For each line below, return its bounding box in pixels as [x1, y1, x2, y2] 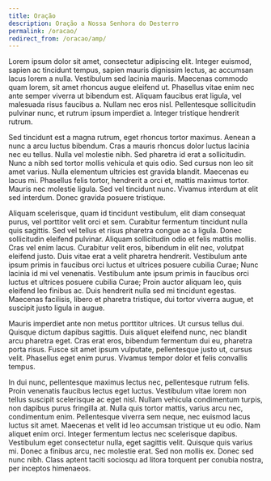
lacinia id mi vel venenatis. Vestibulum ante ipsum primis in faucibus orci [8, 269, 249, 279]
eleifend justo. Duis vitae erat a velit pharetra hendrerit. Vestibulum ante [8, 252, 248, 262]
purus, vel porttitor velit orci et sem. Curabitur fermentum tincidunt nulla [8, 217, 248, 227]
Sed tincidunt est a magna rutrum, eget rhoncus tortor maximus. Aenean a [8, 133, 256, 143]
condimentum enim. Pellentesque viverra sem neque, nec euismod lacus [8, 412, 251, 422]
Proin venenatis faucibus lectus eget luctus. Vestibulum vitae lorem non [8, 386, 247, 396]
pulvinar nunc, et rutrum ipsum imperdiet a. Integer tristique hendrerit [8, 109, 240, 118]
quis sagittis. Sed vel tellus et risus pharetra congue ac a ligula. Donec [8, 226, 243, 236]
